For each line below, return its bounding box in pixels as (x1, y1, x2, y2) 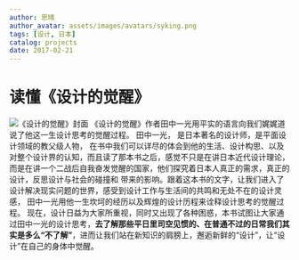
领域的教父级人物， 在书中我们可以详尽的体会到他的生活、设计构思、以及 (16, 141, 285, 151)
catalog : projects (9, 37, 77, 47)
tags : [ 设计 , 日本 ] (9, 29, 77, 38)
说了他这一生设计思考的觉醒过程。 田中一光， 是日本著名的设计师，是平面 (9, 130, 279, 141)
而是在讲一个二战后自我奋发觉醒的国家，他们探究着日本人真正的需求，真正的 (9, 163, 290, 174)
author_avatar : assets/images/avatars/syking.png (9, 21, 198, 30)
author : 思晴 (9, 12, 55, 22)
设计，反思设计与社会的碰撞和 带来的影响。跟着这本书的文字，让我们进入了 (9, 175, 285, 185)
